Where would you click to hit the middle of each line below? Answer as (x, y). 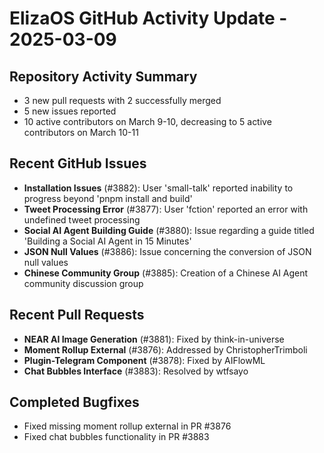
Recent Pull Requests (77, 315)
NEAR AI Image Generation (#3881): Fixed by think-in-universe (154, 339)
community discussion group (83, 283)
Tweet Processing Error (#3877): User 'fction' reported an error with (166, 209)
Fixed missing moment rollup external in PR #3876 (127, 426)
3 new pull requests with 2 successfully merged (122, 100)
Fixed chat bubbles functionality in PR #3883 (116, 437)
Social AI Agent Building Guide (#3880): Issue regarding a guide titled (169, 230)
